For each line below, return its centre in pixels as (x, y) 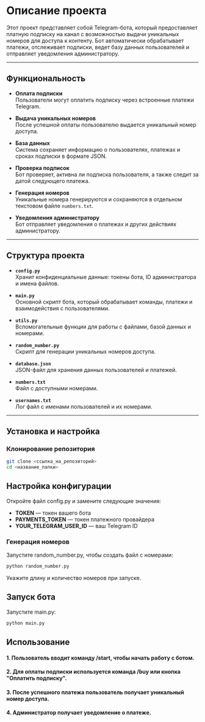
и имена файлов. (37, 283)
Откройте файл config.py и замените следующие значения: (84, 501)
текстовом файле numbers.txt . (54, 206)
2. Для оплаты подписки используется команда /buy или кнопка (94, 672)
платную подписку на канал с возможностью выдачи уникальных (93, 34)
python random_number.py (38, 567)
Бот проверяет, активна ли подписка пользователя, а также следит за (107, 174)
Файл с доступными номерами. (56, 388)
